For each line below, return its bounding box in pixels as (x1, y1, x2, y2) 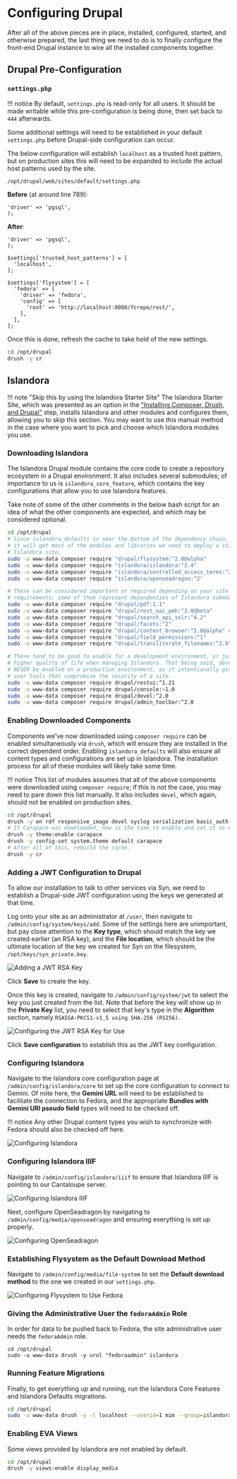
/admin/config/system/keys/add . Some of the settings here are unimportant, (7, 919, 228, 929)
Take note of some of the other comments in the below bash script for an (7, 500, 220, 509)
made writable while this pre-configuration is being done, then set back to (7, 107, 223, 115)
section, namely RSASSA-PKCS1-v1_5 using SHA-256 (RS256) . (7, 1013, 181, 1022)
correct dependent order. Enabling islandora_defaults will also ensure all (7, 747, 221, 755)
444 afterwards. (7, 114, 52, 123)
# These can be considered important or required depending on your (7, 588, 213, 595)
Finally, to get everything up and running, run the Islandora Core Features (7, 1384, 221, 1393)
